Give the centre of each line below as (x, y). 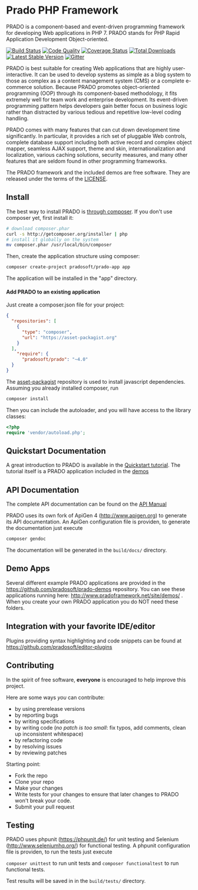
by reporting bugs (37, 715)
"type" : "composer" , (47, 332)
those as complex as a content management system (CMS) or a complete (95, 81)
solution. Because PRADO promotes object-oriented (97, 87)
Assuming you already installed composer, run (62, 388)
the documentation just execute (44, 528)
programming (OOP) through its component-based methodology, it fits (92, 93)
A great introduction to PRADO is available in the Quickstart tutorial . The (93, 465)
